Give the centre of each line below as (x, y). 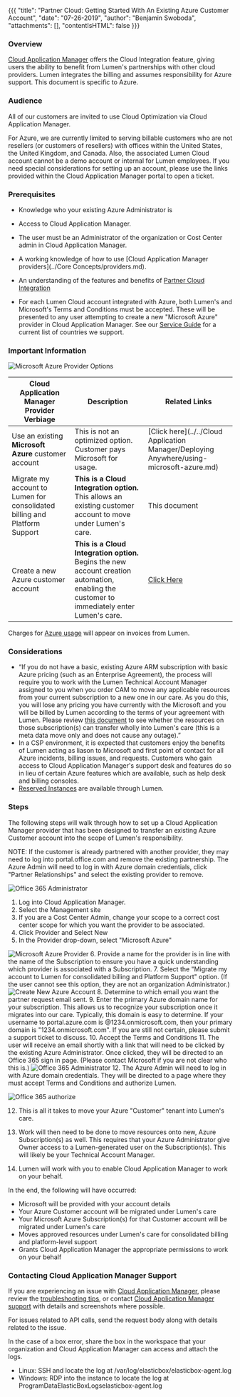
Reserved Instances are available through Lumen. (91, 788)
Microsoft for (96, 459)
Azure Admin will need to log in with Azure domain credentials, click (108, 866)
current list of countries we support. (71, 332)
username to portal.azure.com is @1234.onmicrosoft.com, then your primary (120, 1022)
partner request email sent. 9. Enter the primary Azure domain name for (113, 999)
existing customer (104, 506)
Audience (25, 101)
